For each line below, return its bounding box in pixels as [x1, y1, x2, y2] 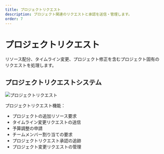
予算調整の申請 [12, 125, 43, 131]
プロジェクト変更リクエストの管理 [12, 144, 82, 150]
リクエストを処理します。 [5, 62, 56, 68]
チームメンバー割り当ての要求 [12, 131, 73, 138]
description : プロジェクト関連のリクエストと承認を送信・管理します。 [5, 12, 132, 17]
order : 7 [5, 16, 23, 21]
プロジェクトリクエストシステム [5, 78, 102, 87]
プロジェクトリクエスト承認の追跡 [12, 138, 82, 144]
